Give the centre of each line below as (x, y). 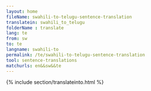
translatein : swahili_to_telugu (45, 22)
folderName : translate (35, 28)
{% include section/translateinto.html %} (55, 82)
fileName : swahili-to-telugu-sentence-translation (69, 17)
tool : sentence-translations (42, 60)
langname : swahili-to (32, 50)
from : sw (17, 38)
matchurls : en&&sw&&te (34, 66)
